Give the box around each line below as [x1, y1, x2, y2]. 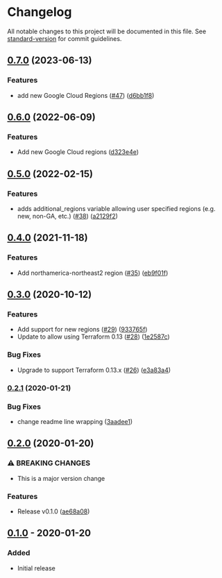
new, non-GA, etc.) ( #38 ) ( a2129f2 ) [17, 212, 118, 220]
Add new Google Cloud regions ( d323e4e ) [17, 148, 139, 156]
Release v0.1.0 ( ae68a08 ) [17, 507, 90, 516]
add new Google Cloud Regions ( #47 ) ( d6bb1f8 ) [17, 91, 155, 99]
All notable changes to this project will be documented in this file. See [7, 27, 207, 35]
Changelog [7, 4, 72, 20]
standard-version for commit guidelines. [7, 34, 122, 42]
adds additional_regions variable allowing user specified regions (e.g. [17, 205, 216, 212]
